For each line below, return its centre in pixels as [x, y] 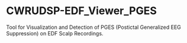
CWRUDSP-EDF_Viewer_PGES [81, 11]
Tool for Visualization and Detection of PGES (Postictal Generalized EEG [94, 27]
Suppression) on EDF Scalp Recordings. [55, 33]
